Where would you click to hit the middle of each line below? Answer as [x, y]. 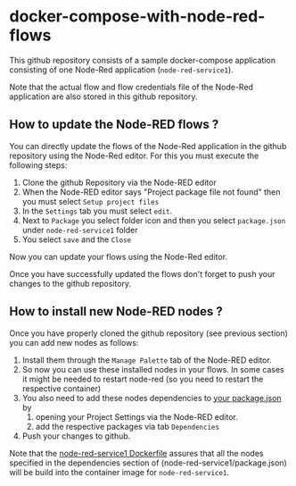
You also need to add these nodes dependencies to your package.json [152, 398]
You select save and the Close [77, 239]
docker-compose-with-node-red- [137, 17]
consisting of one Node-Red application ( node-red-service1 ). [121, 70]
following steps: [38, 165]
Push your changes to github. [76, 436]
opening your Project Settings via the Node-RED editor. [136, 416]
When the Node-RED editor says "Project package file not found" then [151, 192]
